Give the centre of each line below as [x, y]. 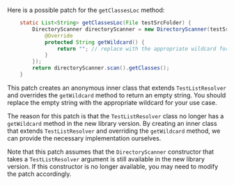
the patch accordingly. [39, 174]
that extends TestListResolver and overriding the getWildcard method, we [114, 131]
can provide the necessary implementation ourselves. [84, 138]
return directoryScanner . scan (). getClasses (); [101, 68]
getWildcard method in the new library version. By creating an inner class [112, 123]
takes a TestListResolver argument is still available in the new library [106, 159]
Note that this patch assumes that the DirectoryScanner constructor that [111, 152]
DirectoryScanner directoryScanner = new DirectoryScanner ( [121, 29]
